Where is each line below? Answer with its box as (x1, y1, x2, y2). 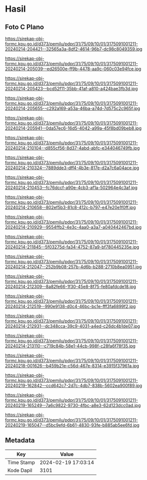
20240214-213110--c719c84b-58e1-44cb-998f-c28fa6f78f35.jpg (5, 343, 136, 349)
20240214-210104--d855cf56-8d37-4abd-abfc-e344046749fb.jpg (5, 145, 140, 151)
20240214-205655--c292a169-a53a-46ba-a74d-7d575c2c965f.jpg (5, 106, 141, 111)
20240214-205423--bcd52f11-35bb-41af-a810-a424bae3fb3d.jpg (5, 86, 138, 91)
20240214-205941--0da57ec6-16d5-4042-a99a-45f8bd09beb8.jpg (5, 125, 142, 131)
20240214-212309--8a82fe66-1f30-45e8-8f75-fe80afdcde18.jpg (5, 284, 136, 289)
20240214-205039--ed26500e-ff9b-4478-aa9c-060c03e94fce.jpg (5, 66, 142, 72)
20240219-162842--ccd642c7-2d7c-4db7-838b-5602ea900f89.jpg (5, 383, 142, 388)
